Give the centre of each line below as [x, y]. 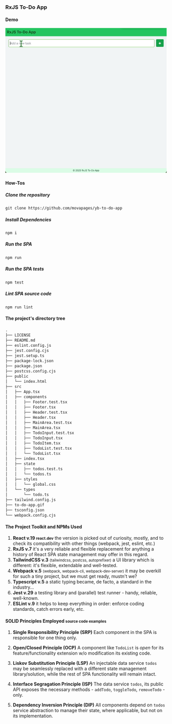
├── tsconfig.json [25, 510]
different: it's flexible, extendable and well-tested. [65, 566]
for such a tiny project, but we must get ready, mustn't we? [75, 576]
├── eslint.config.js [28, 345]
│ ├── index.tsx [25, 458]
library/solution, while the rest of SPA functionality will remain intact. [84, 674]
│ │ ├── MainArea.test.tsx [39, 422]
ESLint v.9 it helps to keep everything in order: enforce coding [78, 604]
